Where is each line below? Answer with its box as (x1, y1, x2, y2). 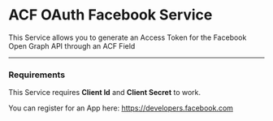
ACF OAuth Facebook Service (8, 6, 213, 24)
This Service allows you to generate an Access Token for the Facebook (8, 32, 247, 42)
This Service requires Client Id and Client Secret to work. (8, 88, 201, 97)
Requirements (8, 69, 66, 80)
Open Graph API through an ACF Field (8, 41, 136, 50)
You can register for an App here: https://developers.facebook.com (8, 103, 234, 113)
